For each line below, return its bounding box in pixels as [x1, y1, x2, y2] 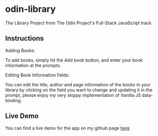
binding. [5, 97, 22, 103]
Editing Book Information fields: [5, 72, 70, 78]
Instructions [5, 34, 44, 43]
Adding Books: [5, 47, 36, 53]
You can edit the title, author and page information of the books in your [5, 81, 151, 87]
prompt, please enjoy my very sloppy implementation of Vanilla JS [5, 92, 141, 98]
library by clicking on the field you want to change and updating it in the [5, 87, 153, 93]
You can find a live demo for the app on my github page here [5, 125, 130, 131]
